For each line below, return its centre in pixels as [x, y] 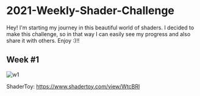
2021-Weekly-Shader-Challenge [91, 11]
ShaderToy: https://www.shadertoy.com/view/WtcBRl [73, 86]
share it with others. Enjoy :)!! [43, 40]
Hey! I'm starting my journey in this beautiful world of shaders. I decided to [100, 28]
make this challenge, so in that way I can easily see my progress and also [98, 34]
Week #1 [23, 60]
